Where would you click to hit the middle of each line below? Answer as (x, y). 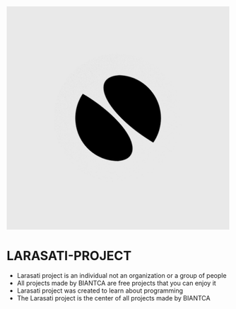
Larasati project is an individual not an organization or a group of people (122, 275)
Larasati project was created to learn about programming (100, 291)
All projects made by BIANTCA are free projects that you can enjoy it (116, 283)
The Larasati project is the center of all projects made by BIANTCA (113, 298)
